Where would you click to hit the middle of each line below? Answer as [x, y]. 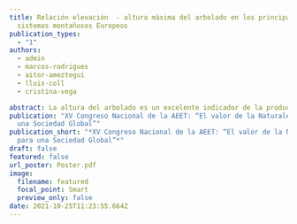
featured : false [39, 157]
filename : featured [53, 182]
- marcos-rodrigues [53, 67]
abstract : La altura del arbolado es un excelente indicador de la [136, 107]
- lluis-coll [41, 83]
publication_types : [45, 34]
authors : [25, 50]
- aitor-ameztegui [51, 75]
